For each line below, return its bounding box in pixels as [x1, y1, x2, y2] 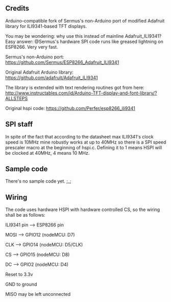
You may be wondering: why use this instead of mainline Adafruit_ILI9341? [5, 33, 162, 39]
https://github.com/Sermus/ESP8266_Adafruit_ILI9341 [5, 59, 119, 65]
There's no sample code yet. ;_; [5, 178, 71, 184]
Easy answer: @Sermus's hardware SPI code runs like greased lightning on [5, 38, 163, 44]
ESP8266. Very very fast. [5, 43, 58, 50]
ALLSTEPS [5, 95, 28, 101]
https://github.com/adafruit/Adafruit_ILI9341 [5, 74, 98, 81]
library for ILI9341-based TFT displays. [5, 23, 87, 29]
